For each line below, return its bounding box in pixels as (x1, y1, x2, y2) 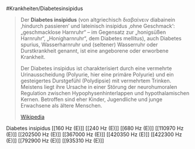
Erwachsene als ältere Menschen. (20, 102, 102, 109)
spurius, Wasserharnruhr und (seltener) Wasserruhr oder (20, 41, 158, 48)
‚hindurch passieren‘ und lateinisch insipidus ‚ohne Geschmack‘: (20, 23, 175, 29)
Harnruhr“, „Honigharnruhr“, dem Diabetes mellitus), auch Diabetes (20, 35, 182, 41)
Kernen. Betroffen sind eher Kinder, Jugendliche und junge (20, 96, 163, 103)
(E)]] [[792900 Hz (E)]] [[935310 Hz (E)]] (6, 137, 104, 144)
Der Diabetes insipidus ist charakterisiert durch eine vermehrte (20, 65, 172, 72)
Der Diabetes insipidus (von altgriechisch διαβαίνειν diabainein (20, 16, 176, 23)
